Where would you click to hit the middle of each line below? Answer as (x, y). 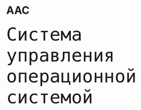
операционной (71, 76)
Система (44, 34)
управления (61, 55)
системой (50, 97)
